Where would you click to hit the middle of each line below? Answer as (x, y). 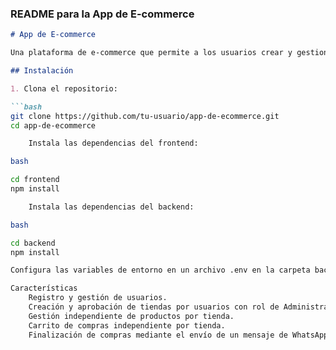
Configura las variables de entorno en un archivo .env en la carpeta (160, 270)
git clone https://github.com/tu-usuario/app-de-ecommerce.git (145, 116)
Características (44, 288)
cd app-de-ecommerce (53, 125)
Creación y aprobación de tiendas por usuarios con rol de (154, 307)
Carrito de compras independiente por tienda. (127, 325)
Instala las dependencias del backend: (111, 207)
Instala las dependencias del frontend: (113, 143)
